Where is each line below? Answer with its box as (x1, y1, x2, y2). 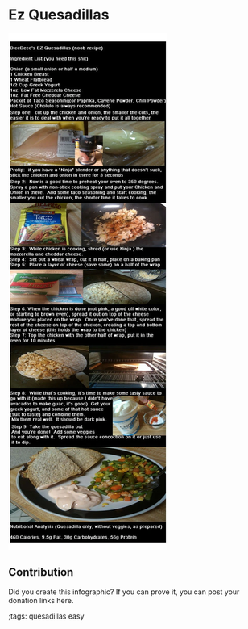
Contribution (8, 565, 74, 579)
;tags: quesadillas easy (8, 611, 85, 621)
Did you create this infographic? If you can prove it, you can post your (8, 587, 240, 597)
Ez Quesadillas (8, 6, 110, 24)
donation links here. (8, 595, 74, 605)
